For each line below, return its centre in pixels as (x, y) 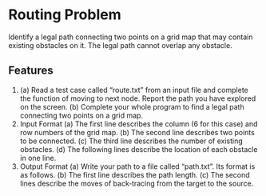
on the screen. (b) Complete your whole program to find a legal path (132, 106)
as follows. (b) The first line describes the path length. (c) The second (135, 174)
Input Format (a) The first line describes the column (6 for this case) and (139, 124)
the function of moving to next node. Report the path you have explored (138, 98)
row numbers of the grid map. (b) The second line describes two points (137, 132)
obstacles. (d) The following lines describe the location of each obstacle (139, 149)
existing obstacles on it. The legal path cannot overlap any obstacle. (121, 45)
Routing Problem (65, 15)
